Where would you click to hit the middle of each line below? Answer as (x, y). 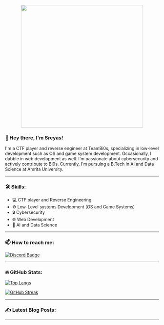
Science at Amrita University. (34, 169)
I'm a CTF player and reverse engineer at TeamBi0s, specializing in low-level (82, 149)
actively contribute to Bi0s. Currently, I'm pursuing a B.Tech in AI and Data (80, 164)
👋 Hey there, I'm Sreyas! (34, 138)
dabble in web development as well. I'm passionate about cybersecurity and (82, 159)
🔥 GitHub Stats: (24, 272)
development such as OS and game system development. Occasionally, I (78, 153)
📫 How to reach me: (30, 242)
